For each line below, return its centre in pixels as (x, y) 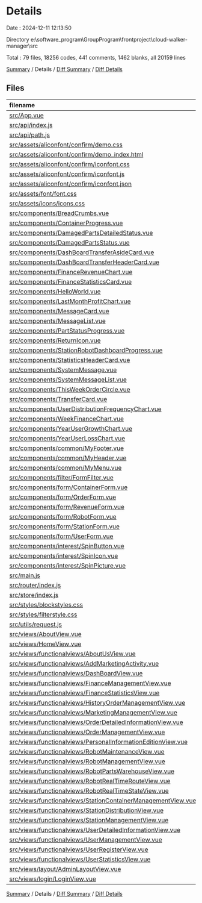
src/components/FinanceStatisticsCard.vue (71, 281)
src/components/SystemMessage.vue (63, 370)
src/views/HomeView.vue (45, 644)
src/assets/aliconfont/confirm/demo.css (66, 145)
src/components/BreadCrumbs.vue (59, 213)
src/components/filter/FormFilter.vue (61, 477)
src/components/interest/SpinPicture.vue (68, 566)
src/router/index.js (35, 585)
